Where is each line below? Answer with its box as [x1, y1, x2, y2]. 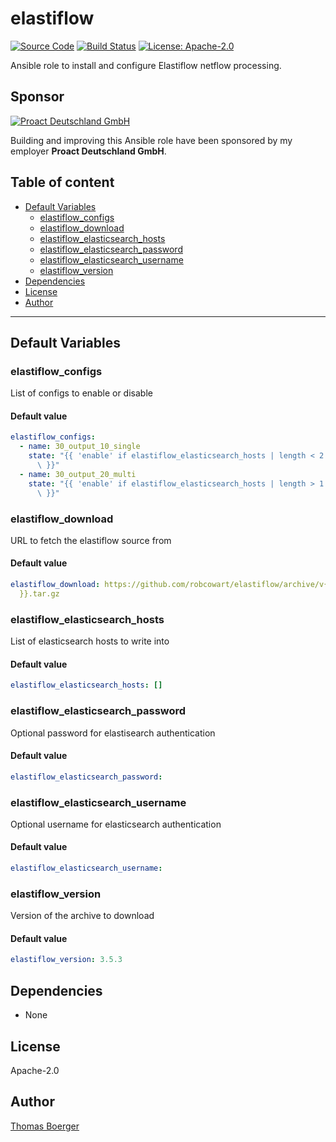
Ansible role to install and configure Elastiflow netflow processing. [10, 59, 282, 71]
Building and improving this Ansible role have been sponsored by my [10, 134, 293, 146]
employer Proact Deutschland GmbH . [10, 145, 167, 157]
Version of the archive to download [10, 910, 155, 922]
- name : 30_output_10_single [19, 442, 141, 452]
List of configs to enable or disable [10, 387, 153, 399]
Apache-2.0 [10, 1064, 60, 1076]
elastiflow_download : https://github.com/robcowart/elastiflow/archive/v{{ [10, 580, 333, 590]
